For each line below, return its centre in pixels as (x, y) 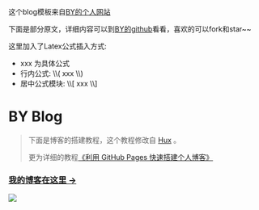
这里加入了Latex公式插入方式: (57, 46)
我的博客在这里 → (42, 180)
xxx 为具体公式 (45, 63)
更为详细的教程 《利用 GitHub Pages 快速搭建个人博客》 (121, 157)
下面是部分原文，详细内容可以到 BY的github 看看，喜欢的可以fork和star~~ (130, 29)
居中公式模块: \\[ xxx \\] (59, 84)
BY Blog (36, 117)
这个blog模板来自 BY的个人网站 (59, 12)
